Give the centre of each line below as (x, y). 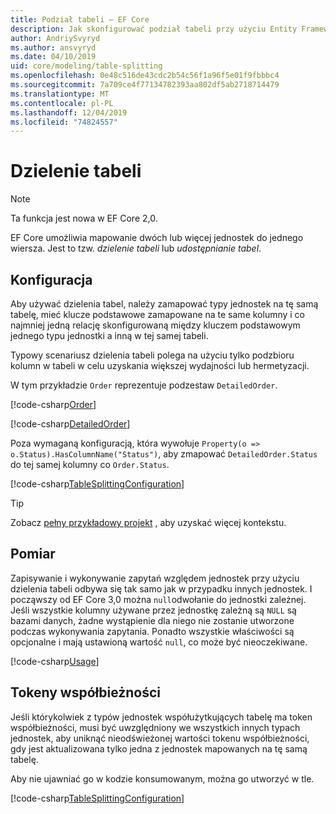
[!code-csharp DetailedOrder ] (70, 424)
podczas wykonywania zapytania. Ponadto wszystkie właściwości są (152, 631)
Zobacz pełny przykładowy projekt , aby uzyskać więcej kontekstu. (148, 522)
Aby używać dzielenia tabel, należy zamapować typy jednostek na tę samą (164, 304)
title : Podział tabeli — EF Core (80, 19)
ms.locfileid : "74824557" (64, 122)
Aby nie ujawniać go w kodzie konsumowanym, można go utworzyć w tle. (162, 778)
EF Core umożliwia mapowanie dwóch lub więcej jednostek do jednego (157, 238)
